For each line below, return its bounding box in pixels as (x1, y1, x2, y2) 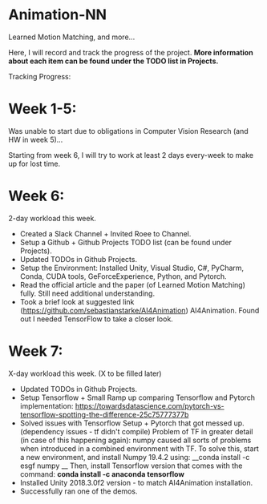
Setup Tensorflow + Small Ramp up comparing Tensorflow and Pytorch (19, 393, 255, 402)
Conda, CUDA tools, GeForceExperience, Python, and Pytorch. (19, 271, 227, 281)
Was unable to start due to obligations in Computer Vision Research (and (8, 126, 249, 135)
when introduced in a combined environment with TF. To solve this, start (19, 443, 259, 454)
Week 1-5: (8, 100, 77, 118)
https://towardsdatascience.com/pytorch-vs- (75, 401, 225, 410)
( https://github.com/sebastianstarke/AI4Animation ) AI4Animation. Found (19, 305, 260, 315)
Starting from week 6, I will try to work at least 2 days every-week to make (8, 150, 254, 159)
